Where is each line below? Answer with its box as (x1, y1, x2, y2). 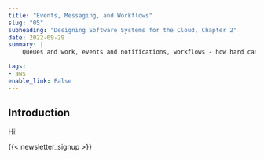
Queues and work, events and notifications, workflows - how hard (22, 48, 244, 56)
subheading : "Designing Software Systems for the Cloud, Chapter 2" (8, 26, 237, 34)
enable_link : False (8, 76, 72, 85)
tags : (8, 62, 26, 71)
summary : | (8, 41, 44, 49)
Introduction (8, 106, 71, 120)
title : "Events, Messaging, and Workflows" (8, 11, 153, 20)
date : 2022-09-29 (8, 33, 65, 42)
